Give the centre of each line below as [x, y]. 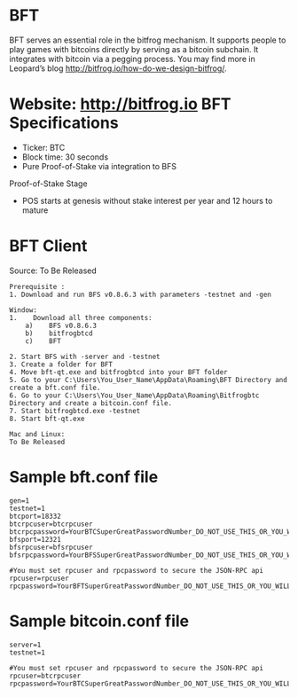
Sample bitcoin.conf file [99, 621]
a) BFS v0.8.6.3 [61, 325]
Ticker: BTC [43, 147]
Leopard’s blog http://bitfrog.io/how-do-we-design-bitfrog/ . [118, 68]
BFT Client [48, 246]
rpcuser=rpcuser [39, 578]
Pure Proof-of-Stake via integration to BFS [99, 166]
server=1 [25, 645]
